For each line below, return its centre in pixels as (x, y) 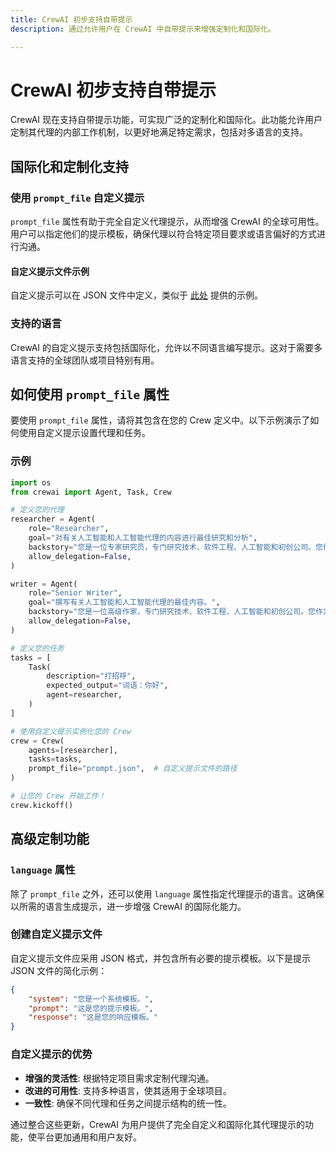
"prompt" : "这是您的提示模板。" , (91, 1008)
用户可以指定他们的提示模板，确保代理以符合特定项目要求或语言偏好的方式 (163, 234)
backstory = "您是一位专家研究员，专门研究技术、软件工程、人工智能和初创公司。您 (175, 547)
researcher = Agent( (53, 519)
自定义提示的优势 (51, 1054)
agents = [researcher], (73, 750)
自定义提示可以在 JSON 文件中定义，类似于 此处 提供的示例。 (136, 295)
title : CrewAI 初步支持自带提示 (71, 19)
